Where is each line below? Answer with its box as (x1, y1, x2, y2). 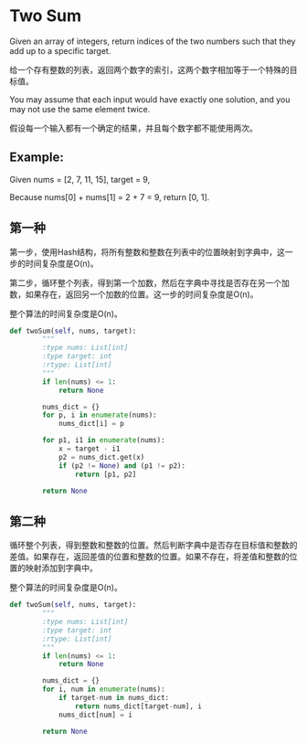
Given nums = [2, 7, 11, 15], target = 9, (9, 174, 151, 185)
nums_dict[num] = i (58, 710, 132, 719)
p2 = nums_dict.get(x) (58, 452, 145, 462)
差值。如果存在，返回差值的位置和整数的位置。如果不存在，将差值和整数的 (9, 551, 290, 562)
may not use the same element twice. (9, 103, 151, 114)
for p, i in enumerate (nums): (42, 410, 157, 420)
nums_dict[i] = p (58, 419, 125, 429)
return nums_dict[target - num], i (74, 701, 203, 711)
